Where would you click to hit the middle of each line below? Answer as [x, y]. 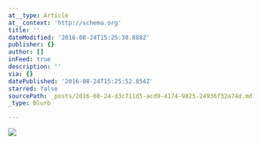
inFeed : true [30, 60]
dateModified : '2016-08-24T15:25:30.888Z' [79, 37]
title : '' [24, 30]
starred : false [33, 89]
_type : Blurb [30, 103]
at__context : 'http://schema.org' [65, 23]
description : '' [35, 67]
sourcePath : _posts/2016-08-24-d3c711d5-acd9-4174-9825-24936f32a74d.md [130, 96]
